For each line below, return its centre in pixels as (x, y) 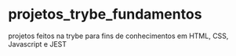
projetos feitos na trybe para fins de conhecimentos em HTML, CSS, (118, 36)
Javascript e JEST (38, 44)
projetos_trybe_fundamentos (105, 14)
